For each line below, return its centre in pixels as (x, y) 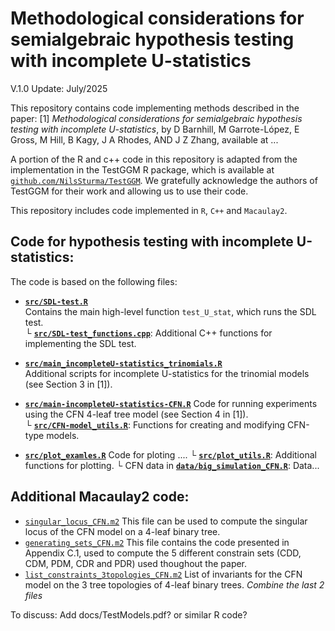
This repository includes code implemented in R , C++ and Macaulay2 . (149, 210)
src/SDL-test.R (56, 302)
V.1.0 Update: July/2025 (59, 88)
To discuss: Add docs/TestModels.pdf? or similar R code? (129, 614)
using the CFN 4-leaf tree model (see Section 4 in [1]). (136, 414)
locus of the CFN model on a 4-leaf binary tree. (122, 531)
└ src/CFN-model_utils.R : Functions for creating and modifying (155, 424)
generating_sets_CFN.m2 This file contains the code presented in (157, 542)
